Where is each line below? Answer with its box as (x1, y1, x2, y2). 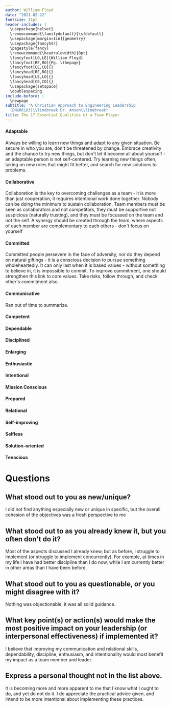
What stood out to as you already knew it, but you (5, 526, 166, 535)
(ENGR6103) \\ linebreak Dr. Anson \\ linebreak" (10, 108, 109, 113)
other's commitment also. (5, 279, 59, 285)
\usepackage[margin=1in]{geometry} (10, 36, 86, 42)
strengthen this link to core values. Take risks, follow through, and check (5, 273, 158, 280)
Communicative (5, 290, 40, 297)
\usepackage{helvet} (10, 27, 54, 32)
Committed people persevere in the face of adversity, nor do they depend (5, 251, 160, 258)
